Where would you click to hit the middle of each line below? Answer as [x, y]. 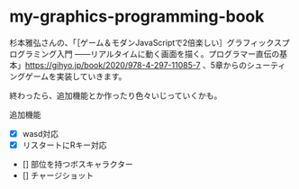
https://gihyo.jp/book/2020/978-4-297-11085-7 [113, 65]
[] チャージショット [58, 175]
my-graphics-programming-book [137, 17]
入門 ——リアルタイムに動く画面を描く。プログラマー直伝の [168, 54]
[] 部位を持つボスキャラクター [77, 165]
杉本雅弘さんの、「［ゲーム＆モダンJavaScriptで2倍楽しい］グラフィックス [145, 42]
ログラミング [33, 54]
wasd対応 [41, 133]
